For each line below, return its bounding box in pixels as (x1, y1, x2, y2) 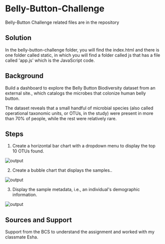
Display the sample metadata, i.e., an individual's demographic (12, 187, 140, 193)
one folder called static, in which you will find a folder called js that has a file (5, 52, 161, 58)
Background (5, 72, 43, 80)
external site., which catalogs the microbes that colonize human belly (5, 90, 146, 96)
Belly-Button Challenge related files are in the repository (5, 19, 120, 25)
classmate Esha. (5, 234, 39, 240)
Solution (5, 34, 32, 42)
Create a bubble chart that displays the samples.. (12, 167, 113, 173)
